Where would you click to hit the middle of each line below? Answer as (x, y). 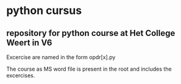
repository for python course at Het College (91, 33)
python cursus (44, 11)
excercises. (21, 75)
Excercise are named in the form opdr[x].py (61, 57)
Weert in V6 (29, 42)
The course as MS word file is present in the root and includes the (89, 69)
